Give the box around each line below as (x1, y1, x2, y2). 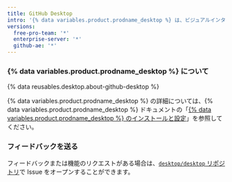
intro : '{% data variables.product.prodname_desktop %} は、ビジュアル (7, 17, 211, 24)
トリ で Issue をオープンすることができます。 (7, 167, 134, 176)
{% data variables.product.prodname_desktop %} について (7, 66, 209, 76)
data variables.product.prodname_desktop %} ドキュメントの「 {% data (7, 105, 212, 114)
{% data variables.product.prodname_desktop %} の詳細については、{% (7, 97, 213, 105)
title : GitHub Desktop (7, 10, 73, 17)
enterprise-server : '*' (13, 36, 82, 43)
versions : (7, 23, 36, 30)
